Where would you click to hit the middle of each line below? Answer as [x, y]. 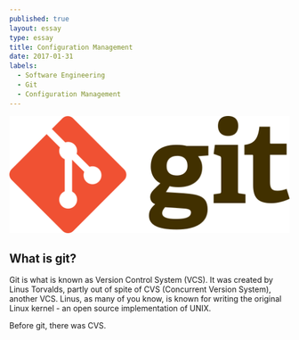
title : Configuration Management [71, 47]
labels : [24, 66]
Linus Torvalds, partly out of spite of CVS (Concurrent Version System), [140, 289]
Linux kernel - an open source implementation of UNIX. [110, 309]
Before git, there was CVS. [58, 326]
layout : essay [36, 28]
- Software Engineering [61, 76]
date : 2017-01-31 [41, 57]
